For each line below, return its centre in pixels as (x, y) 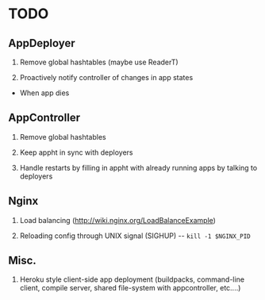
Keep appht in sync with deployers (76, 152)
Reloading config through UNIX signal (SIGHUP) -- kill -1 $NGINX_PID (135, 236)
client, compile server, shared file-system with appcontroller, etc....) (130, 288)
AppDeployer (42, 43)
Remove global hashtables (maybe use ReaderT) (99, 62)
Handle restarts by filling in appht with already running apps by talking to (138, 167)
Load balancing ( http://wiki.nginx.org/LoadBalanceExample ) (118, 220)
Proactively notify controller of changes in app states (106, 77)
